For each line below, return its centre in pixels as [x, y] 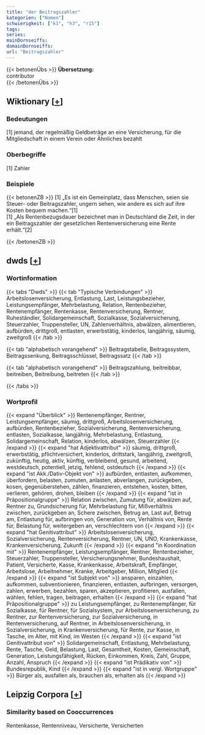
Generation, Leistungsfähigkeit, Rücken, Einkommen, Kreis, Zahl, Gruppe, [99, 656]
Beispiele [20, 184]
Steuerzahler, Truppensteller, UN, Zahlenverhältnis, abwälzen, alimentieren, [101, 324]
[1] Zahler [18, 168]
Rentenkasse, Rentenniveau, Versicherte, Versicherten [75, 725]
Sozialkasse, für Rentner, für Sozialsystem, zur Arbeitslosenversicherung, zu [103, 611]
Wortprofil [22, 402]
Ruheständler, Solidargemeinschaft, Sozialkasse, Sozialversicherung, [93, 318]
